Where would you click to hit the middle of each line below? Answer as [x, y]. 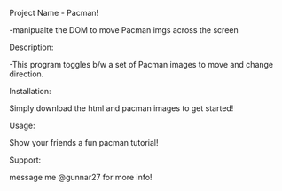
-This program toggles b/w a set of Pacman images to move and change [141, 64]
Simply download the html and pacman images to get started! [121, 108]
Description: [31, 47]
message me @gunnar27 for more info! [81, 177]
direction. [27, 74]
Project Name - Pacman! [54, 13]
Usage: [22, 125]
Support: [25, 160]
